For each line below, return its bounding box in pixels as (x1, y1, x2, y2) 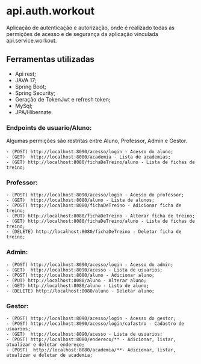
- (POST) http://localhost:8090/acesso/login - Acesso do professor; (6, 192, 185, 198)
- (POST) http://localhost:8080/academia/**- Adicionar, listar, (6, 347, 176, 353)
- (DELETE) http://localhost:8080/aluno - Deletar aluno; (6, 288, 155, 294)
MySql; (14, 102, 33, 109)
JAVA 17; (14, 76, 37, 83)
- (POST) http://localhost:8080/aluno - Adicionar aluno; (6, 272, 155, 278)
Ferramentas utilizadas (6, 54, 95, 64)
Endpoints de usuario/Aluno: (6, 123, 92, 132)
